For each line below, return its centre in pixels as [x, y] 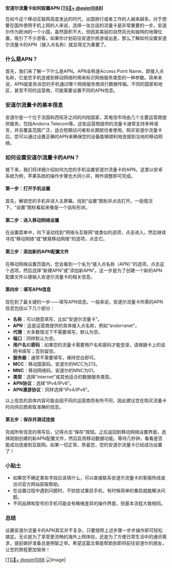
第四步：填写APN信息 [28, 290]
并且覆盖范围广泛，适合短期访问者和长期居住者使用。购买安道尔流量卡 [88, 130]
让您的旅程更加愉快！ [28, 549]
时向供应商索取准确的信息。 [35, 407]
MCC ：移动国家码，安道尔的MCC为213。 [56, 364]
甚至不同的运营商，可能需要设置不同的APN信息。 [66, 90]
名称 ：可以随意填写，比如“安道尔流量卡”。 [57, 319]
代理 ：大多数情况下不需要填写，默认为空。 [58, 332]
